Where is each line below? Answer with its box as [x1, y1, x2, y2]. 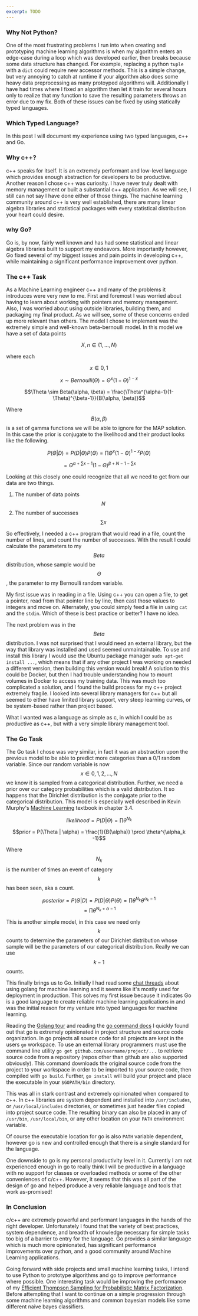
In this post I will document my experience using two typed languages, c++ [6, 132, 189, 139]
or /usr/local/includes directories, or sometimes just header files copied [6, 1103, 184, 1110]
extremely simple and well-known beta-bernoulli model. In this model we [6, 324, 183, 331]
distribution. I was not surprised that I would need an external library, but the [6, 640, 192, 647]
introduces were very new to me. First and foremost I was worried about [6, 292, 181, 299]
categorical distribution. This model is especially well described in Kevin [6, 798, 181, 805]
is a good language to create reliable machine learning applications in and [6, 998, 186, 1005]
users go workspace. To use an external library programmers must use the [6, 1041, 187, 1048]
